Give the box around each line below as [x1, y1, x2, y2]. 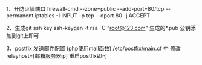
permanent [6, 12, 34, 19]
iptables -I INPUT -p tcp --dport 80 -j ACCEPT [34, 12, 150, 19]
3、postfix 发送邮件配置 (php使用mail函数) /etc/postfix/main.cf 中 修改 [6, 45, 181, 52]
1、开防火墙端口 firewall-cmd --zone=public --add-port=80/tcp [6, 5, 165, 12]
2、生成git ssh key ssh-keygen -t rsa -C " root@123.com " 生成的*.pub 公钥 [6, 25, 191, 31]
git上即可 [16, 32, 39, 39]
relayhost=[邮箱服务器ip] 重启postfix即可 [6, 52, 108, 59]
